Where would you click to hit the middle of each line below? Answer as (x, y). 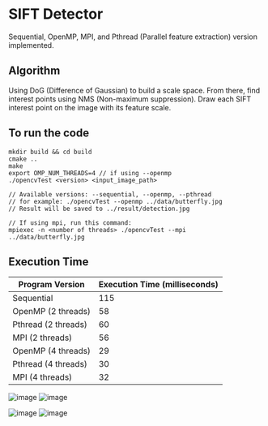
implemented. (31, 45)
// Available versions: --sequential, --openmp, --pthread (110, 194)
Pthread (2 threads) (50, 325)
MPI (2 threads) (43, 338)
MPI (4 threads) (43, 377)
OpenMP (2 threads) (52, 312)
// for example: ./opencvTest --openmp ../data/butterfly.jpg (115, 201)
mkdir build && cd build (50, 152)
